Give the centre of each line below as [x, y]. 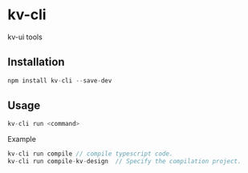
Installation [36, 62]
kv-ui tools [25, 37]
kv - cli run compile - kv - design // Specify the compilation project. [124, 162]
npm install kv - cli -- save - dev [60, 80]
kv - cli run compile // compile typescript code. [90, 154]
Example [22, 139]
